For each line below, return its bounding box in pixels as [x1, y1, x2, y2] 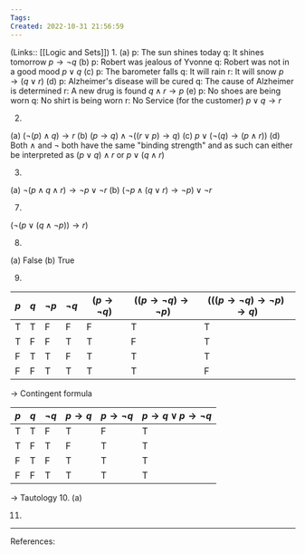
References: [10, 536, 55, 547]
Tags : [10, 13, 31, 23]
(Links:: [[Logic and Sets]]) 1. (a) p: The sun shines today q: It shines [10, 46, 265, 57]
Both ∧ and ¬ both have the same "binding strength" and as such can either [10, 140, 293, 151]
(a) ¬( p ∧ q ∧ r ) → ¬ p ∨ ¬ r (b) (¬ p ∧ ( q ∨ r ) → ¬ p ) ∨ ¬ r [10, 184, 213, 195]
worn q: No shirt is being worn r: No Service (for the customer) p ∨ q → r [10, 94, 281, 105]
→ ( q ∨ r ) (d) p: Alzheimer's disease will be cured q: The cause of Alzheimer [10, 75, 295, 86]
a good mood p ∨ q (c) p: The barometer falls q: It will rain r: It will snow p [10, 65, 284, 77]
